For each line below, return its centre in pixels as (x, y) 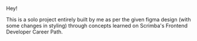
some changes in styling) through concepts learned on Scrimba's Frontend (97, 26)
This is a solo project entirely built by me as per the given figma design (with (98, 19)
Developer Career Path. (34, 32)
